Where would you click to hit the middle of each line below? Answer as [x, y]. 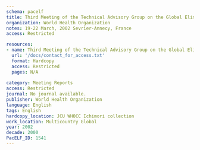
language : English [29, 105]
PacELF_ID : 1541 [26, 138]
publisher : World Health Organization [54, 100]
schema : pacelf [25, 12]
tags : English [24, 110]
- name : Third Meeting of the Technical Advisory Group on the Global [96, 50]
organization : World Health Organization [58, 23]
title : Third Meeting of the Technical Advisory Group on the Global [94, 17]
